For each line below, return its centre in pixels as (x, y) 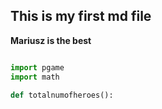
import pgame (37, 67)
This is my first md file (81, 16)
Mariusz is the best (51, 40)
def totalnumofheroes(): (62, 95)
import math (35, 77)
